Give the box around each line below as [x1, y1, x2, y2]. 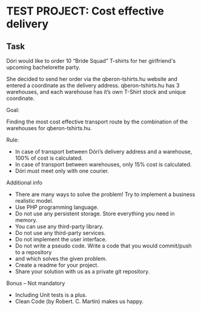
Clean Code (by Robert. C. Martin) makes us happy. [15, 298, 144, 305]
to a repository [15, 249, 52, 255]
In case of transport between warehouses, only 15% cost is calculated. [15, 161, 192, 168]
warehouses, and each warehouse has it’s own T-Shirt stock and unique [6, 88, 186, 95]
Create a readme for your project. [15, 261, 99, 269]
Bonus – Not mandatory [6, 280, 65, 287]
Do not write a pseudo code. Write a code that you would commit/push [15, 242, 192, 249]
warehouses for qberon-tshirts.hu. [6, 125, 92, 131]
